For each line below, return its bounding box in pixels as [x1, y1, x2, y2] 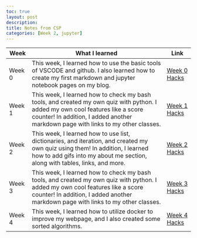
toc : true [6, 8, 30, 15]
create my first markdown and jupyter [32, 74, 135, 82]
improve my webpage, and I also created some [32, 215, 161, 223]
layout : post [6, 14, 38, 20]
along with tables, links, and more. [32, 159, 126, 167]
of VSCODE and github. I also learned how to [32, 66, 155, 75]
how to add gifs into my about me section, [32, 152, 148, 160]
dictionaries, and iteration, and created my [32, 137, 148, 145]
